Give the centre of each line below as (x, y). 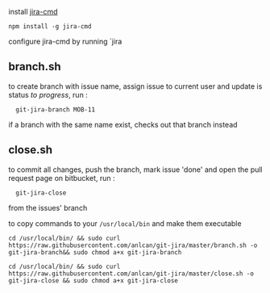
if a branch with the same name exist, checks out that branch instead (123, 124)
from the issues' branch (48, 207)
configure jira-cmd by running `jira (65, 41)
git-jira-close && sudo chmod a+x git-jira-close (93, 280)
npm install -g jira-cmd (50, 27)
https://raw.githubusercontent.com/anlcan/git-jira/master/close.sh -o (131, 274)
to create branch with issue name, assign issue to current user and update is (135, 86)
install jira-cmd (33, 12)
